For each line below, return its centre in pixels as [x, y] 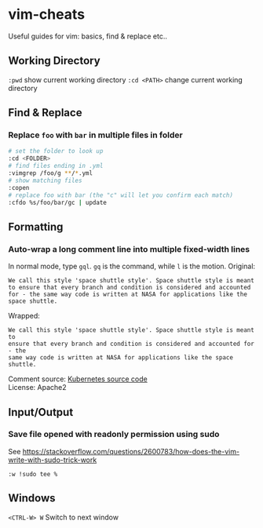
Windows [32, 499]
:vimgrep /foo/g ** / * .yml [50, 173]
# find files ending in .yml [56, 166]
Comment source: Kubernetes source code [78, 379]
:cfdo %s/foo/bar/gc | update [58, 202]
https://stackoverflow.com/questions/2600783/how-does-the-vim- [131, 451]
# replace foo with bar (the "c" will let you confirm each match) [121, 195]
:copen [19, 188]
